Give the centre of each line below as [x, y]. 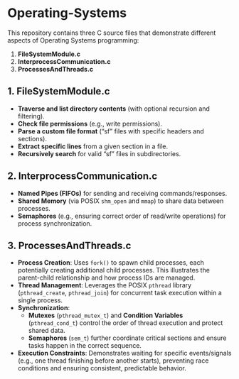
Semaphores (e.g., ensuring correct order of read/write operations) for [122, 216]
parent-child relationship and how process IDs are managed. [106, 278]
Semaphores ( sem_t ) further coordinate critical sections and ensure [127, 338]
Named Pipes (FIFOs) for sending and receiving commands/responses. [122, 193]
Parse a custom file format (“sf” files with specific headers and [111, 131]
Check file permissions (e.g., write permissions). [90, 123]
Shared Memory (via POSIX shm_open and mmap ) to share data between [121, 201]
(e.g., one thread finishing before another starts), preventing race [113, 361]
